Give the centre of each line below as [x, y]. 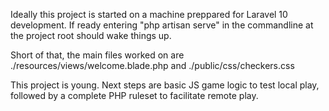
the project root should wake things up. [91, 35]
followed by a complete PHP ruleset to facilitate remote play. [134, 95]
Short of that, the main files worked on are [97, 55]
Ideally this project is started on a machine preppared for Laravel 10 [149, 14]
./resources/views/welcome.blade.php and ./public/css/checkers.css [152, 65]
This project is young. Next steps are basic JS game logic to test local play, [165, 85]
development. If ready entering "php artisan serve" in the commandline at [162, 25]
